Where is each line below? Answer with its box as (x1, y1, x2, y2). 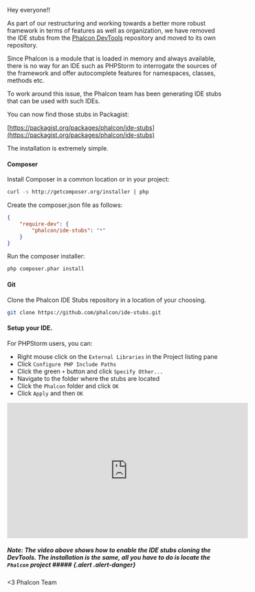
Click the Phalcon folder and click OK (16, 382, 119, 390)
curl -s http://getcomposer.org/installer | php (7, 188, 149, 195)
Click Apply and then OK (16, 388, 84, 397)
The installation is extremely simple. (7, 144, 109, 152)
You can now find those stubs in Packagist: (7, 110, 129, 118)
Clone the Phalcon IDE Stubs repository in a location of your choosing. (7, 296, 206, 304)
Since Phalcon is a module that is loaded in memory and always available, (7, 54, 216, 63)
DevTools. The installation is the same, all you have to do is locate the (7, 553, 211, 562)
